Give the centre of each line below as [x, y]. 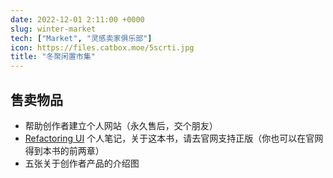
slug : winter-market [53, 29]
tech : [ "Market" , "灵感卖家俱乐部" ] [81, 38]
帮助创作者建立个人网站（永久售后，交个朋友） [121, 125]
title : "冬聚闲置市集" [53, 57]
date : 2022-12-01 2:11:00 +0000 [77, 19]
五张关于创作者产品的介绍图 [82, 163]
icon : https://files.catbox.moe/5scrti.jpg [102, 47]
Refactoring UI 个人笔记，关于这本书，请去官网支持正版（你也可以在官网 [174, 138]
